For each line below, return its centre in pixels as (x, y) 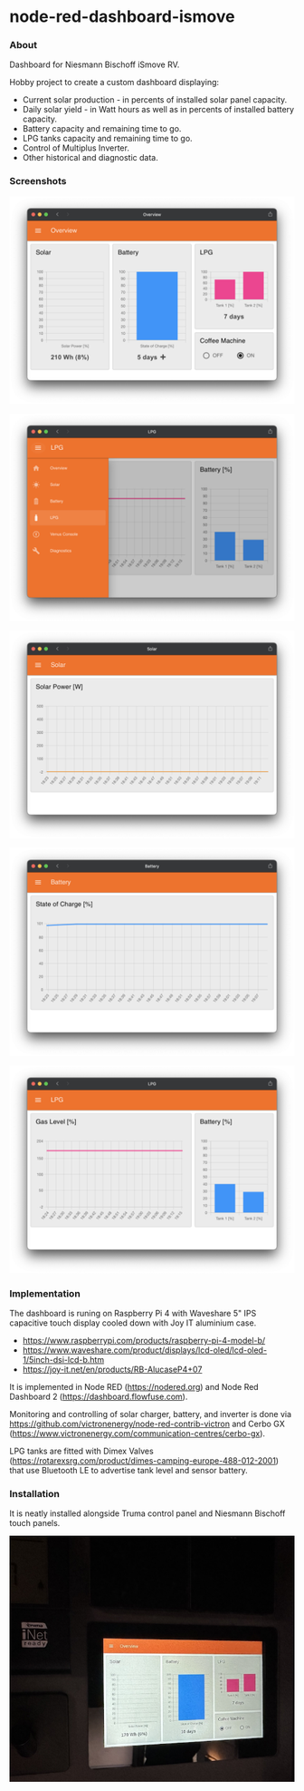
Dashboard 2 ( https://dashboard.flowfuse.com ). (99, 1397)
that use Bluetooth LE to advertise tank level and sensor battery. (129, 1471)
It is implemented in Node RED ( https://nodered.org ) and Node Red (134, 1387)
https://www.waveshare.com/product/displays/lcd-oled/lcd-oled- (145, 1350)
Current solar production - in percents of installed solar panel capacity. (155, 100)
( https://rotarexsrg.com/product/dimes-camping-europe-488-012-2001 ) (144, 1461)
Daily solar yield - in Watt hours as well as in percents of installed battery (158, 110)
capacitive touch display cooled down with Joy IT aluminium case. (133, 1323)
